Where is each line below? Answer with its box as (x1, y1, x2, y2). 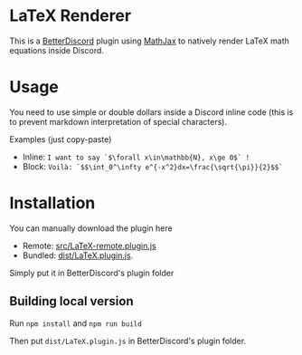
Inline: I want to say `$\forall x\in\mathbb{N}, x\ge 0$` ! (22, 151, 250, 162)
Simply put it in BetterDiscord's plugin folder (9, 267, 175, 278)
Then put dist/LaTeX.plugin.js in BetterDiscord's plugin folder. (9, 335, 247, 346)
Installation (9, 193, 96, 214)
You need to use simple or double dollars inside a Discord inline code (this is (9, 106, 294, 118)
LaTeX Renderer (9, 5, 132, 26)
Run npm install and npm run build (9, 318, 142, 329)
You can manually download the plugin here (9, 223, 174, 234)
